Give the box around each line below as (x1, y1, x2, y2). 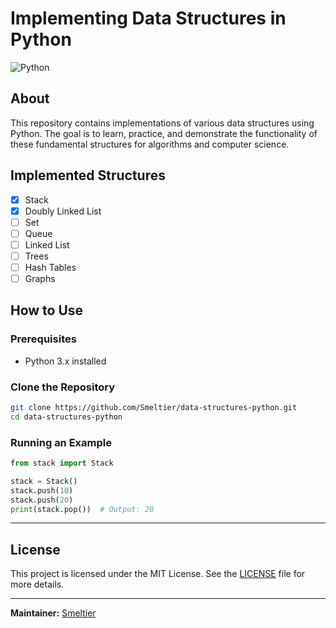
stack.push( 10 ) (10, 485, 74, 496)
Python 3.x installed (24, 355, 107, 367)
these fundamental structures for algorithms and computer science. (10, 138, 290, 150)
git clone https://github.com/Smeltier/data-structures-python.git (10, 403, 298, 413)
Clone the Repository (10, 380, 116, 394)
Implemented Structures (10, 167, 166, 184)
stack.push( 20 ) (10, 495, 74, 505)
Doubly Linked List (24, 205, 102, 217)
